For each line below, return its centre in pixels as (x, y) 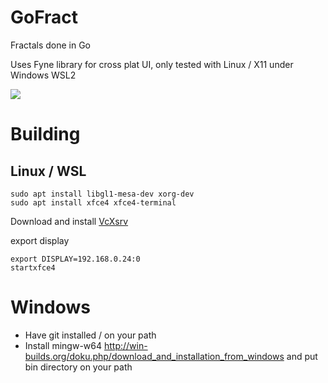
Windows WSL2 (43, 75)
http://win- (125, 345)
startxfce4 (33, 267)
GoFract (44, 17)
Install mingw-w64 (63, 345)
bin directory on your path (78, 367)
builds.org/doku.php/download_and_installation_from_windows (154, 356)
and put (302, 356)
